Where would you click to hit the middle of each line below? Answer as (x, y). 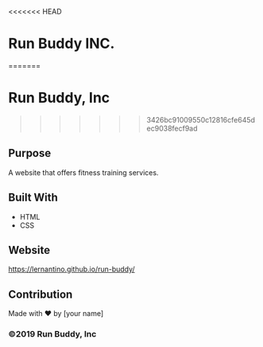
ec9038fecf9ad (172, 128)
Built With (33, 198)
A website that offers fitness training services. (83, 172)
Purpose (30, 153)
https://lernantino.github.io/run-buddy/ (72, 269)
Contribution (41, 294)
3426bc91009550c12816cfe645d (201, 119)
